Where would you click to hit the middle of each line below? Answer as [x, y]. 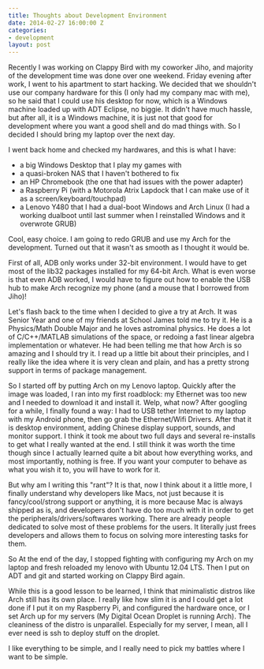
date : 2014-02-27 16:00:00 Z [56, 23]
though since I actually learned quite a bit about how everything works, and [130, 453]
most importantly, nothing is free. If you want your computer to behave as [128, 461]
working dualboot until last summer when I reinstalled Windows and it [132, 216]
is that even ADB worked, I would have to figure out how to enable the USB [129, 280]
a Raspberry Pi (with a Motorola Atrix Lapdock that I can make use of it [134, 190]
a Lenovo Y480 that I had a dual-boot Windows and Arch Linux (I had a [135, 207]
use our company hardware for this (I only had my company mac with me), [129, 92]
